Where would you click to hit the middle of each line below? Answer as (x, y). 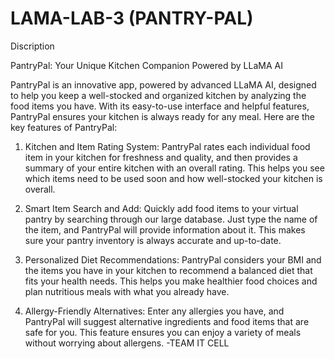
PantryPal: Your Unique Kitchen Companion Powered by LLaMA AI (146, 65)
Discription (32, 46)
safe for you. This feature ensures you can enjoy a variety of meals (163, 332)
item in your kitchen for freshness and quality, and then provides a (161, 157)
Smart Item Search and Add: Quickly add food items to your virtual (161, 208)
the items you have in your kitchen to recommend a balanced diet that (168, 270)
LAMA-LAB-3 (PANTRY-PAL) (132, 18)
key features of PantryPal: (64, 127)
